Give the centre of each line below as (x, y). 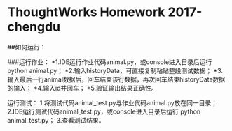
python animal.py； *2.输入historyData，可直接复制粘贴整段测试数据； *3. (115, 70)
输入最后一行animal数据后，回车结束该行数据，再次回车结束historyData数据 (116, 79)
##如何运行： (27, 47)
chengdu (34, 27)
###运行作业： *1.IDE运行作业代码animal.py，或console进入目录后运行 (110, 62)
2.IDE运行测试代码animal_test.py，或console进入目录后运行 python (104, 111)
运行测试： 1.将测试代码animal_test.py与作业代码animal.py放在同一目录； (112, 102)
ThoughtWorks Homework (86, 12)
